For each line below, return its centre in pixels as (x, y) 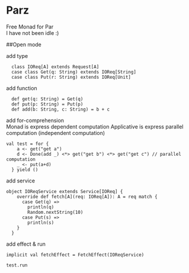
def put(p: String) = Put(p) (47, 104)
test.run (17, 265)
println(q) (41, 207)
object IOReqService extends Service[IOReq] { (65, 191)
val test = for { (28, 144)
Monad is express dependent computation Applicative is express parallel (95, 126)
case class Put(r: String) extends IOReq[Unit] (71, 77)
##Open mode (24, 44)
